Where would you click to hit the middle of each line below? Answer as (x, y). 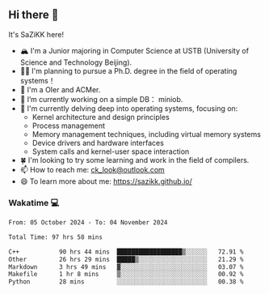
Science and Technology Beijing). (76, 62)
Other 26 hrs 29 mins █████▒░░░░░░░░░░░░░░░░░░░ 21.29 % (126, 259)
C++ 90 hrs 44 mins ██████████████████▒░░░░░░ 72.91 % (126, 252)
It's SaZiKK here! (36, 34)
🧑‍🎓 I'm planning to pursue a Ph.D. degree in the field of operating (128, 70)
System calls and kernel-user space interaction (111, 151)
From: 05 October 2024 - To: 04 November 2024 (88, 223)
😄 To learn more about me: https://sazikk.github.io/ (106, 181)
